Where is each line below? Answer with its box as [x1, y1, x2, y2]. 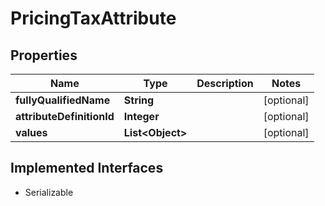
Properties [10, 47, 78, 64]
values [15, 126, 48, 139]
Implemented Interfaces [10, 160, 164, 177]
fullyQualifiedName [15, 93, 111, 107]
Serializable [24, 186, 74, 198]
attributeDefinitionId [15, 110, 115, 123]
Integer [123, 110, 160, 123]
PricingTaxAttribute [10, 7, 177, 30]
